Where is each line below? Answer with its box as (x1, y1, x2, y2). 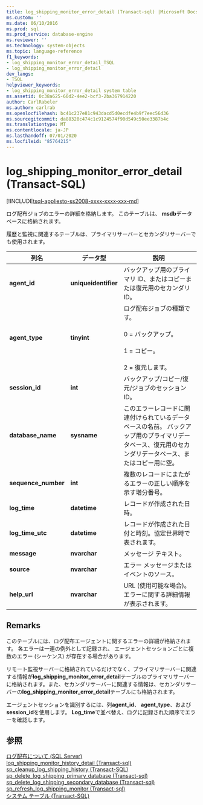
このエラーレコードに (123, 404, 184, 412)
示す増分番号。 (123, 488, 166, 497)
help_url (9, 590, 33, 598)
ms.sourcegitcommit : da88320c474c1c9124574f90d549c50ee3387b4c (6, 116, 169, 122)
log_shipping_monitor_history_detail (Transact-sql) (6, 760, 132, 767)
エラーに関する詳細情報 (123, 590, 190, 598)
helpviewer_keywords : (6, 82, 61, 88)
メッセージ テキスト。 (123, 549, 185, 558)
